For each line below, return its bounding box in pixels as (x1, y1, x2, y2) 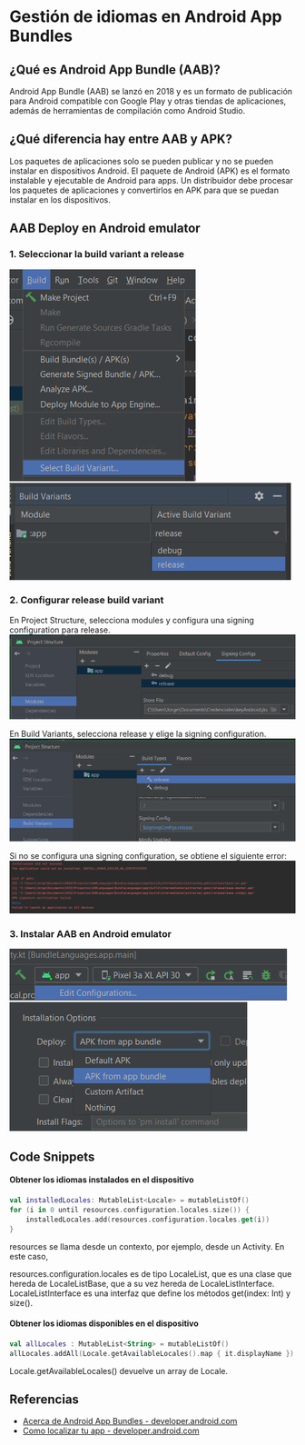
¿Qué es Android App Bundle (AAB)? (9, 62, 221, 77)
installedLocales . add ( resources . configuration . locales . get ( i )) (25, 1215, 271, 1224)
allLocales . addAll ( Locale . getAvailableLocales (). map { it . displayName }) (9, 1349, 295, 1358)
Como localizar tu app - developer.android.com (22, 1425, 200, 1437)
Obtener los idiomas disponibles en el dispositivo (9, 1318, 200, 1329)
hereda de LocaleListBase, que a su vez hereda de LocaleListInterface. (9, 1278, 275, 1289)
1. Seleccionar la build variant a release (9, 248, 184, 261)
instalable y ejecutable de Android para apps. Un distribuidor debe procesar (9, 174, 293, 185)
